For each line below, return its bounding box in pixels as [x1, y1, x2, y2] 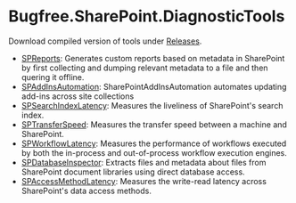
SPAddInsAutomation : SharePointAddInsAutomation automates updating [21, 81, 287, 92]
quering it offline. [21, 71, 85, 82]
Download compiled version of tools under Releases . [8, 36, 202, 46]
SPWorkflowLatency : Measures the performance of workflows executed [21, 138, 287, 149]
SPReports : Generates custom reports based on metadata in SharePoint [21, 53, 285, 63]
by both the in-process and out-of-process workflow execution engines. [21, 147, 287, 158]
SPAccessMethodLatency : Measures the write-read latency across [21, 175, 267, 186]
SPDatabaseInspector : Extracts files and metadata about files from [21, 157, 267, 167]
